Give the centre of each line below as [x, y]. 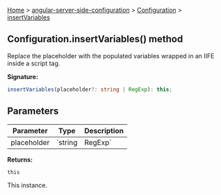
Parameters [33, 111]
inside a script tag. [34, 63]
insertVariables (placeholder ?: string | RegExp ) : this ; [90, 90]
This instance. [27, 185]
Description [104, 130]
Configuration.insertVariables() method [95, 39]
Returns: [20, 160]
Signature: [23, 76]
